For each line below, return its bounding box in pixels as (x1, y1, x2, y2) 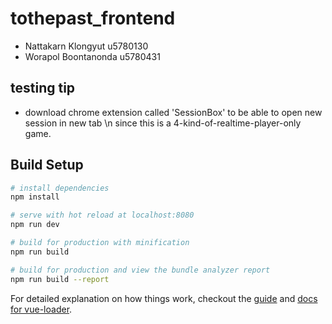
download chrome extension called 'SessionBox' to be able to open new (24, 106, 323, 118)
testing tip (10, 80, 76, 97)
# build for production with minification (10, 238, 190, 248)
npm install (10, 192, 60, 202)
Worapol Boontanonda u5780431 (24, 50, 161, 62)
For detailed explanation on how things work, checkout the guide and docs (10, 292, 318, 304)
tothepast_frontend (10, 7, 176, 30)
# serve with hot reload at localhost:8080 (10, 210, 195, 221)
